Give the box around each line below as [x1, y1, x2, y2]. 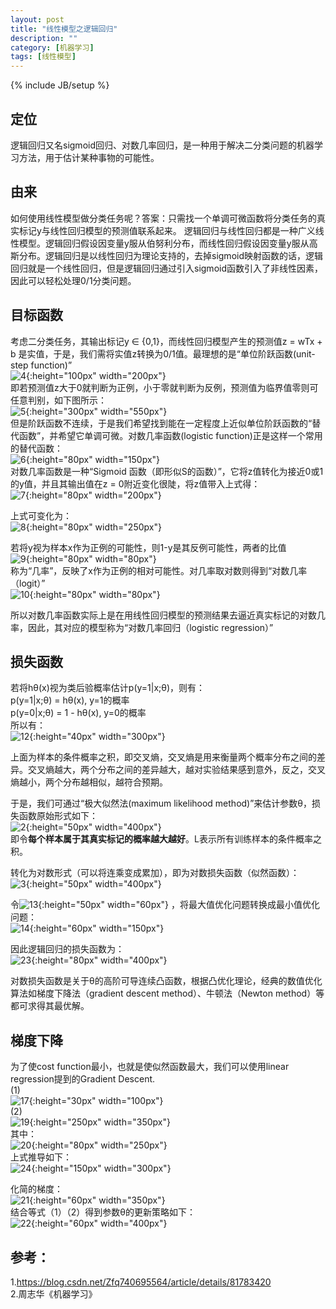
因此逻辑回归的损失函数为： [10, 943, 125, 955]
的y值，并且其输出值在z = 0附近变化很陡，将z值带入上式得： [10, 477, 261, 490]
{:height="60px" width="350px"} [29, 1194, 166, 1206]
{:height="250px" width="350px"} [29, 1116, 171, 1128]
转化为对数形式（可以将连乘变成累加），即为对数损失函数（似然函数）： [10, 867, 300, 879]
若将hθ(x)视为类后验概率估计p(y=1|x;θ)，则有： [10, 682, 206, 694]
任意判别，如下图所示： [10, 394, 107, 406]
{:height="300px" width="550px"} [25, 405, 168, 417]
